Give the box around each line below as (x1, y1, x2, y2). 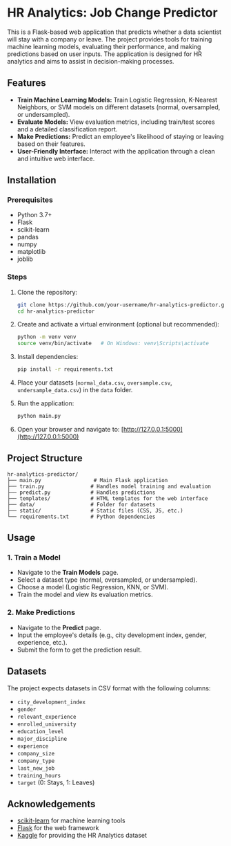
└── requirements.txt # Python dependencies (7, 513, 156, 520)
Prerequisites (7, 195, 53, 205)
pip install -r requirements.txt (17, 366, 114, 373)
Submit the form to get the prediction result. (17, 645, 142, 654)
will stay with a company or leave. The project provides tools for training (7, 35, 212, 43)
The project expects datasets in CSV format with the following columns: (7, 683, 211, 692)
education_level (17, 728, 64, 735)
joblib (17, 255, 33, 264)
